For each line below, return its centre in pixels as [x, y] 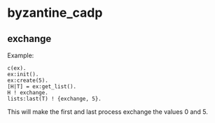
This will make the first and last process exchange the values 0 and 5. [108, 112]
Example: [21, 55]
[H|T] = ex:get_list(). [42, 87]
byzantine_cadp [55, 13]
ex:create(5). [28, 80]
